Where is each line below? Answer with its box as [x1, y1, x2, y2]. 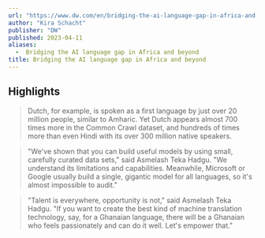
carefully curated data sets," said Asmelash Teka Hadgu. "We [27, 155, 227, 164]
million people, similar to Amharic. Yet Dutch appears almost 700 [27, 114, 238, 123]
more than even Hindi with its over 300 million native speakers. [27, 131, 233, 141]
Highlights [8, 85, 61, 99]
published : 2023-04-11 [8, 33, 83, 42]
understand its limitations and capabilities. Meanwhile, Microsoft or [27, 163, 246, 172]
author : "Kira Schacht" [8, 19, 87, 27]
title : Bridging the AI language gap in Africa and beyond [8, 56, 207, 64]
